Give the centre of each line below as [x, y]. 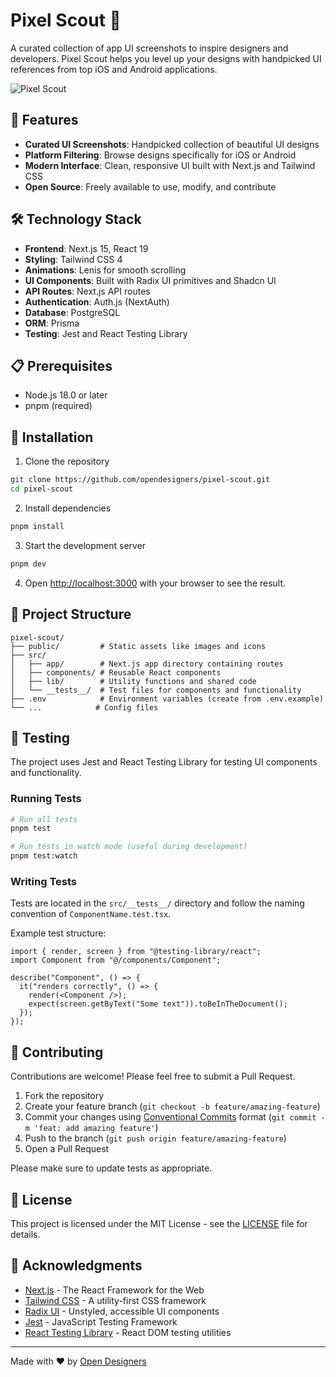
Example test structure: [58, 933]
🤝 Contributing [57, 1052]
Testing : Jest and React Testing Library [106, 333]
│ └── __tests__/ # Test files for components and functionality [156, 690]
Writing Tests [43, 882]
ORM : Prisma [52, 323]
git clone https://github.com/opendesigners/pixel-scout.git [140, 480]
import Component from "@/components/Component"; [116, 960]
